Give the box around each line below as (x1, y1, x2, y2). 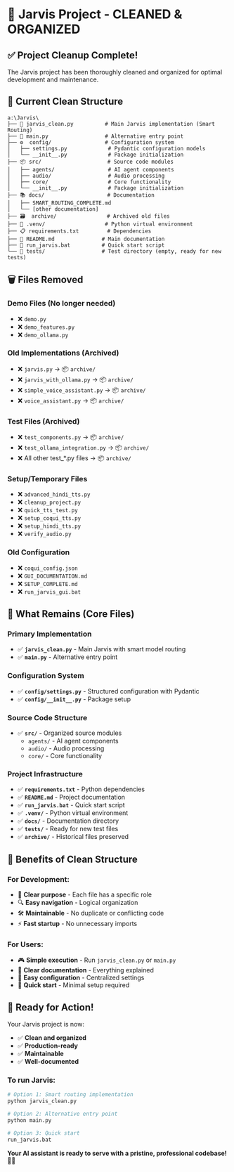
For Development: (7, 874, 70, 884)
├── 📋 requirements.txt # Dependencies (7, 228, 152, 235)
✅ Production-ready (17, 1041, 79, 1050)
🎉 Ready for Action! (7, 1001, 94, 1013)
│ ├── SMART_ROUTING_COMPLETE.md (7, 200, 112, 207)
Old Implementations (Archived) (7, 348, 119, 358)
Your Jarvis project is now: (7, 1020, 84, 1029)
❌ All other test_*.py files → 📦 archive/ (17, 454, 132, 462)
